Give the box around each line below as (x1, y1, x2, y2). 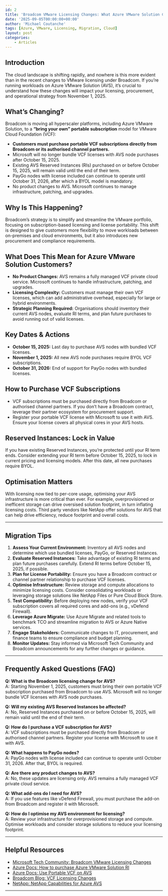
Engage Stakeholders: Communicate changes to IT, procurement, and (12, 630, 158, 636)
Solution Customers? (5, 260, 72, 269)
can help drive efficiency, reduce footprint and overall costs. (5, 512, 129, 518)
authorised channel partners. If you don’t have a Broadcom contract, (12, 403, 154, 409)
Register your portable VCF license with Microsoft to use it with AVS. (12, 414, 154, 420)
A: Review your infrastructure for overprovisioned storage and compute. (5, 816, 153, 822)
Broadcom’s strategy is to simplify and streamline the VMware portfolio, (5, 217, 152, 223)
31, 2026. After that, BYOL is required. (5, 760, 83, 766)
